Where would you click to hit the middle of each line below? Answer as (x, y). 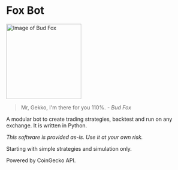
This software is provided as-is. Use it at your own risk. (75, 137)
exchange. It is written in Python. (47, 125)
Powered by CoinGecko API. (41, 160)
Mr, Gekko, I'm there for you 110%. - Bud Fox (76, 107)
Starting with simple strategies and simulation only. (69, 148)
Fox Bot (25, 11)
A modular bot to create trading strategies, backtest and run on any (89, 119)
